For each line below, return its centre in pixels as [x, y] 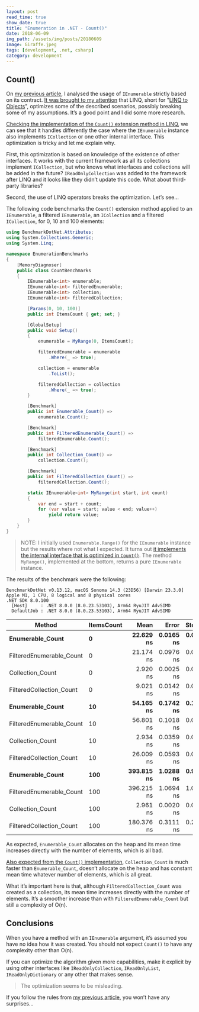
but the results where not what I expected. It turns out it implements [103, 549]
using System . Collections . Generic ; [50, 238]
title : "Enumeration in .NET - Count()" [57, 28]
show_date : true [26, 22]
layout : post [22, 12]
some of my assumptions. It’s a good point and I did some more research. [96, 112]
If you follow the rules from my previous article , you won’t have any [88, 997]
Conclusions [30, 924]
